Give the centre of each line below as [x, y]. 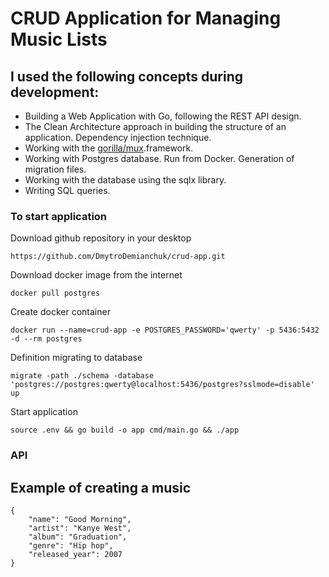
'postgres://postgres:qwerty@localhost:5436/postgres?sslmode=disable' [162, 385]
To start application [59, 216]
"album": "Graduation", [78, 537]
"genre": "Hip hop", [71, 546]
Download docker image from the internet [96, 275]
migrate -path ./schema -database [82, 376]
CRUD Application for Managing [146, 18]
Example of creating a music [101, 487]
